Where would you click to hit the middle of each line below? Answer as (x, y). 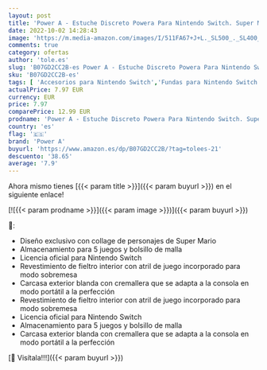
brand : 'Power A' (37, 141)
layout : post (30, 16)
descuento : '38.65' (41, 156)
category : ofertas (39, 53)
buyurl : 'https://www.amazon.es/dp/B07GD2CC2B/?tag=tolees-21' (115, 149)
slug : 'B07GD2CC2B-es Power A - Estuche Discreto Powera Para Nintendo (129, 68)
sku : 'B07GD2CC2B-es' (44, 75)
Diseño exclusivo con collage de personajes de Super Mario (118, 241)
